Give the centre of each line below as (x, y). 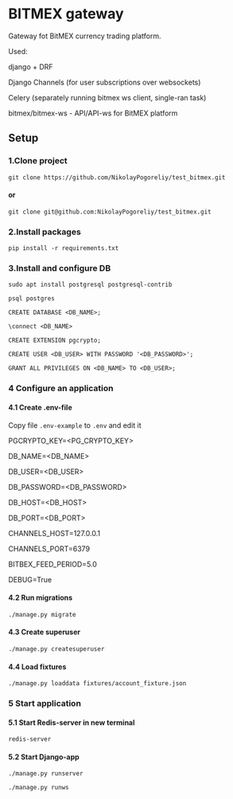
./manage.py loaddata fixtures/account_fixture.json (97, 683)
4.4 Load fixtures (37, 667)
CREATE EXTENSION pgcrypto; (55, 341)
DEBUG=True (30, 579)
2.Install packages (45, 232)
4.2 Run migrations (41, 597)
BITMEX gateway (66, 14)
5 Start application (45, 703)
